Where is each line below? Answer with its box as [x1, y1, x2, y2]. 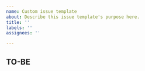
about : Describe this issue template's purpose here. [6, 14, 140, 20]
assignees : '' [6, 30, 41, 36]
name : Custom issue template [6, 8, 77, 15]
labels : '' [6, 24, 33, 31]
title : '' [6, 19, 30, 25]
